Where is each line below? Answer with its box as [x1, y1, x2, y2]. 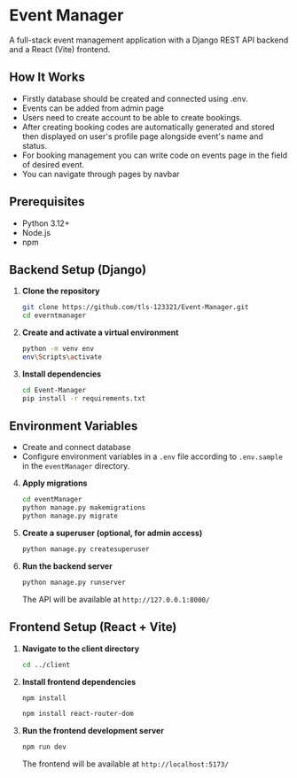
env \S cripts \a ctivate [21, 353, 103, 362]
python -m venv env [21, 345, 95, 354]
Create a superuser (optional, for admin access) [21, 528, 203, 539]
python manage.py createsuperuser [21, 545, 150, 554]
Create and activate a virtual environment [21, 327, 179, 338]
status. [21, 140, 47, 151]
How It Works [9, 70, 86, 85]
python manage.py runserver [21, 578, 126, 587]
